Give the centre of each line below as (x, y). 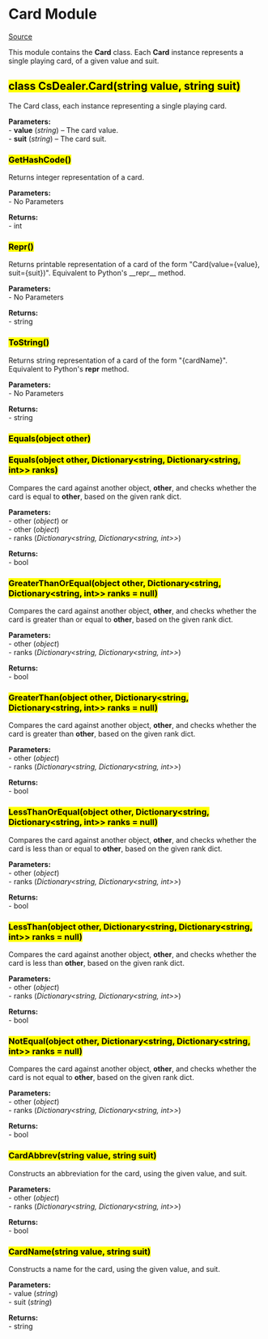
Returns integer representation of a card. (76, 177)
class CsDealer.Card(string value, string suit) (125, 86)
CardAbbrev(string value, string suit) (83, 1156)
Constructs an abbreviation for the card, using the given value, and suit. (128, 1173)
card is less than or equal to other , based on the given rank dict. (115, 848)
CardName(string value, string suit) (80, 1252)
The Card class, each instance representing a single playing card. (118, 105)
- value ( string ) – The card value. (64, 130)
